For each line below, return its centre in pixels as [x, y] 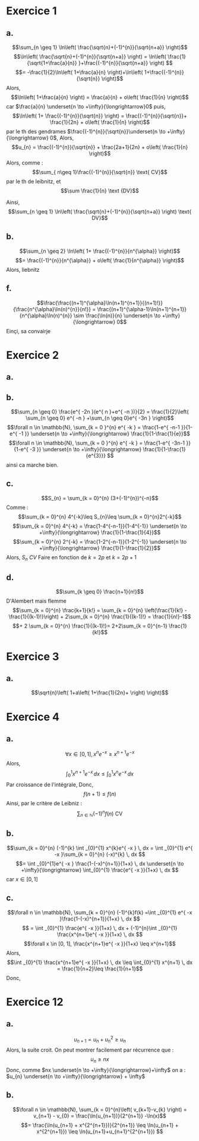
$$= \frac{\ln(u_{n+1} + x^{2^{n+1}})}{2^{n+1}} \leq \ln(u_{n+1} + [100, 1125]
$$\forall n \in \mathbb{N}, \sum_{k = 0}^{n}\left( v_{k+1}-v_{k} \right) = [100, 1109]
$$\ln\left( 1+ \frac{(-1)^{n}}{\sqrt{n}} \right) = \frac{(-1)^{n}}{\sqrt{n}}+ [100, 116]
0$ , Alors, [62, 138]
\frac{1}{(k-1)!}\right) [34, 617]
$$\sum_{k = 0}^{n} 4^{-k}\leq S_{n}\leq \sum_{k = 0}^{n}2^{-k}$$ [100, 516]
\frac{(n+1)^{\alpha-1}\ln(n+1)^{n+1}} [142, 309]
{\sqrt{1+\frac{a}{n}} [52, 63]
